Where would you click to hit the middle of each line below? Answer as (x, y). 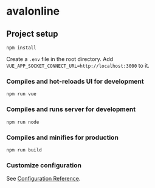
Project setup (33, 34)
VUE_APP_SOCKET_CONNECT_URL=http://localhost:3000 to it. (78, 66)
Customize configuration (44, 165)
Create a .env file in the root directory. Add (60, 59)
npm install (21, 48)
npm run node (23, 122)
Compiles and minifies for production (62, 137)
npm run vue (21, 94)
